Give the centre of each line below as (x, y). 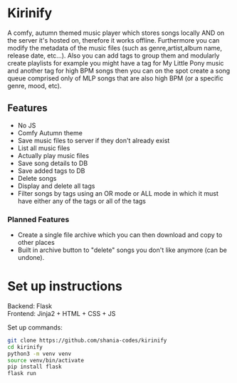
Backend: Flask (30, 306)
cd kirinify (25, 347)
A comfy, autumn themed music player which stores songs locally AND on (116, 33)
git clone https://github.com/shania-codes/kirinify (87, 340)
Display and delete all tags (56, 186)
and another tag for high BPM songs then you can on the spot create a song (119, 70)
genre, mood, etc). (35, 85)
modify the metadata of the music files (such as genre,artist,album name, (115, 48)
